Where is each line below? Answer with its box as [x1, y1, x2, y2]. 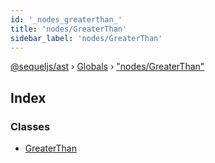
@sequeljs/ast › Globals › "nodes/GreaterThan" [10, 61, 205, 73]
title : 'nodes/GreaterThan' [10, 24, 128, 34]
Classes [10, 119, 51, 133]
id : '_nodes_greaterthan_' [10, 14, 123, 25]
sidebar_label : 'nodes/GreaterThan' [10, 33, 163, 43]
